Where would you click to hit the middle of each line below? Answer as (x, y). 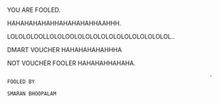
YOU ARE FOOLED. (34, 10)
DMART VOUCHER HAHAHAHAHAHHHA (64, 50)
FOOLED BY (21, 82)
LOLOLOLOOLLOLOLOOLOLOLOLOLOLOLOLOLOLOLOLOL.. (91, 36)
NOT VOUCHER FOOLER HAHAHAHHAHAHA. (71, 63)
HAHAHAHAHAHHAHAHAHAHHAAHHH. (64, 23)
